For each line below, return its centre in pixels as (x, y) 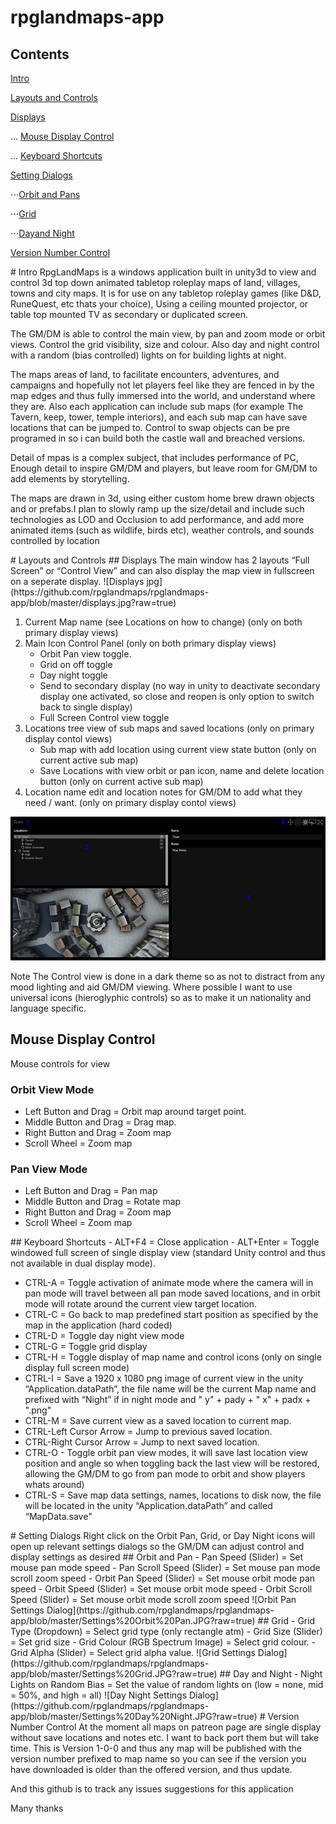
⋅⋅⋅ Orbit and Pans (45, 194)
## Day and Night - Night (271, 1674)
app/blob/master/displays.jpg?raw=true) (93, 602)
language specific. (48, 1008)
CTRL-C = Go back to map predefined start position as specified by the (171, 1315)
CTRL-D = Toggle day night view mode (104, 1336)
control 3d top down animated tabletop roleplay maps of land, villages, (155, 282)
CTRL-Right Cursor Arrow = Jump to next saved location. (142, 1442)
